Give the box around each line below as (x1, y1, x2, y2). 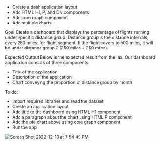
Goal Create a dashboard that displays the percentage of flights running (5, 29, 150, 35)
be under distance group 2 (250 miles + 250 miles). (5, 45, 109, 50)
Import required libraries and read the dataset (12, 98, 104, 104)
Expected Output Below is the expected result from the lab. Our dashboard (5, 54, 155, 60)
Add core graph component (12, 15, 68, 20)
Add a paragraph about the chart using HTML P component (12, 114, 132, 120)
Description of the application (12, 74, 72, 80)
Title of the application (12, 69, 58, 75)
